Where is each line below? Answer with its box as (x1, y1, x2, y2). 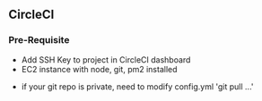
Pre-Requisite (8, 34, 70, 46)
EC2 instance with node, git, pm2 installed (21, 63, 178, 74)
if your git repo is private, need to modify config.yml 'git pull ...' (21, 80, 254, 92)
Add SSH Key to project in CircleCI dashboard (21, 54, 191, 65)
